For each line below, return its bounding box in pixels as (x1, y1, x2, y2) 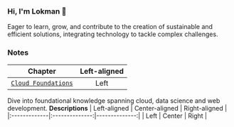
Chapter (28, 66, 57, 76)
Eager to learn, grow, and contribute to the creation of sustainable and (7, 23, 213, 31)
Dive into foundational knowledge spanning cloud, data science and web (7, 96, 220, 105)
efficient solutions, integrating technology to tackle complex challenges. (7, 30, 218, 38)
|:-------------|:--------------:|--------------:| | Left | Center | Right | (7, 111, 208, 120)
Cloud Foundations (11, 79, 73, 87)
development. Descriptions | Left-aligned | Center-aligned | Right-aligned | (7, 104, 228, 112)
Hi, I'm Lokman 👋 (7, 6, 67, 16)
